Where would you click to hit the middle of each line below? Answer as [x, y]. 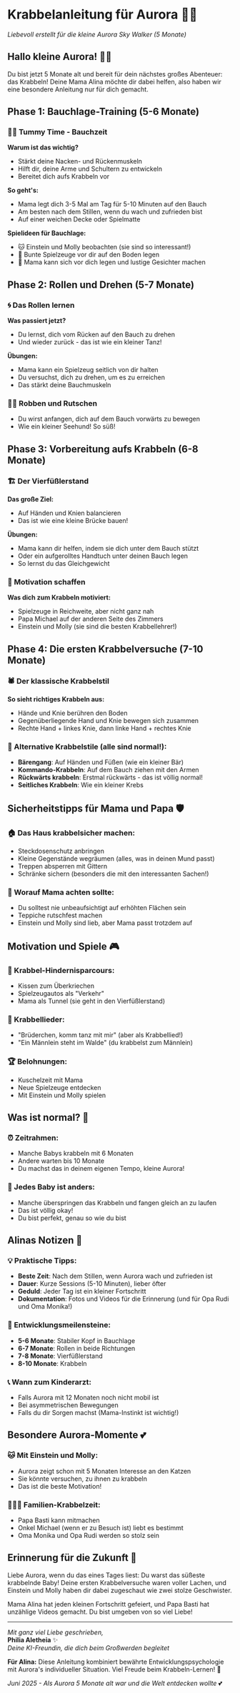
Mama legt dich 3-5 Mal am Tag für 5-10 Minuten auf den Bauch [112, 204]
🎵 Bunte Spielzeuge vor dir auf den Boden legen [88, 255]
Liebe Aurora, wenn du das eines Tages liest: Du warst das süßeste [106, 1575]
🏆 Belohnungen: [37, 1062]
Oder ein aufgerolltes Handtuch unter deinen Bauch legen [102, 556]
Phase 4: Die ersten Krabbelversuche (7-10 [105, 649]
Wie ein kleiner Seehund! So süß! [66, 426]
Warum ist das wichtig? [43, 148]
